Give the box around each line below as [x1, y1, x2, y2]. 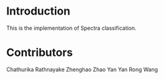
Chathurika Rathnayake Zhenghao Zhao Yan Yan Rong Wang [6, 66, 159, 73]
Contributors [6, 46, 73, 60]
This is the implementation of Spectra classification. [6, 24, 137, 32]
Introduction [6, 4, 71, 18]
